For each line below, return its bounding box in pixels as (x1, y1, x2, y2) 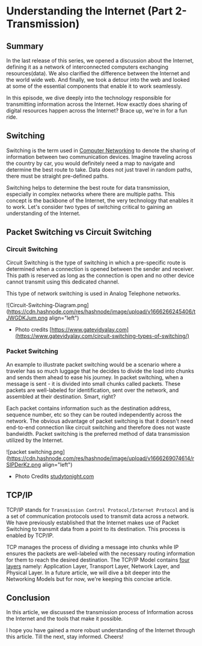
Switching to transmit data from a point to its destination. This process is (6, 525, 186, 532)
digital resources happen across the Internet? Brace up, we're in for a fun (6, 107, 188, 114)
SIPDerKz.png (6, 461, 41, 468)
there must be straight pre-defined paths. (6, 172, 109, 179)
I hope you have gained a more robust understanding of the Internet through (6, 627, 195, 634)
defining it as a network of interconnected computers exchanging (6, 63, 168, 70)
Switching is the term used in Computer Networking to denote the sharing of (6, 146, 196, 154)
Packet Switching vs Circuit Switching (6, 227, 152, 237)
